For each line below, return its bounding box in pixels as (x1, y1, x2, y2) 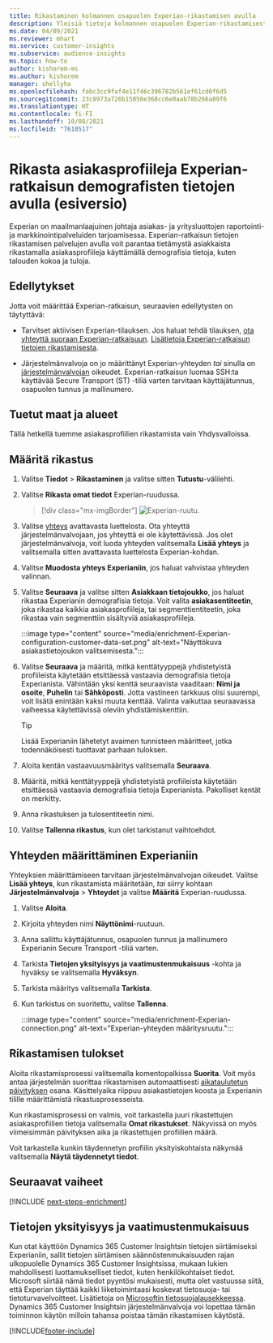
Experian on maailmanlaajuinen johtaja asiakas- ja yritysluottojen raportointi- (9, 221, 265, 231)
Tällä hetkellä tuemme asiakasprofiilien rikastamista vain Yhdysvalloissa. (9, 429, 250, 439)
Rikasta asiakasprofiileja (9, 160, 177, 179)
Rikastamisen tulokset (9, 1047, 125, 1061)
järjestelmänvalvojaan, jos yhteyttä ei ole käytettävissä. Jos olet (20, 530, 233, 540)
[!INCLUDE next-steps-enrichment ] (9, 1196, 127, 1206)
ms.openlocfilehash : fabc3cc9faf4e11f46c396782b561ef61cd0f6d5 (9, 87, 228, 96)
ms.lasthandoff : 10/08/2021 (9, 118, 105, 126)
